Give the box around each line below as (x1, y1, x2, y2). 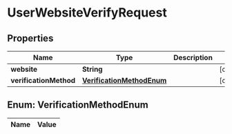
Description (173, 53, 213, 62)
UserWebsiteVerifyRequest (7, 5, 167, 21)
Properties (7, 32, 54, 44)
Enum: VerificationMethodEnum (7, 99, 148, 111)
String (81, 64, 103, 74)
